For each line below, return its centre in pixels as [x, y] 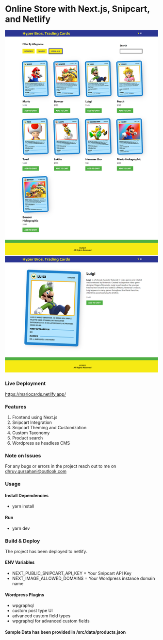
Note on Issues [23, 455]
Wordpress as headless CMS [41, 443]
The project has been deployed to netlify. [46, 551]
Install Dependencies [27, 495]
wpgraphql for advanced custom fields [51, 621]
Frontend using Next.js [35, 417]
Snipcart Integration [32, 422]
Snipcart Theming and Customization [49, 427]
